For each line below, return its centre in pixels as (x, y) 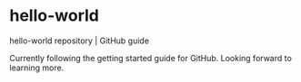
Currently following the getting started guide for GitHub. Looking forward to (151, 58)
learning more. (37, 68)
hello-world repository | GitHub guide (80, 41)
